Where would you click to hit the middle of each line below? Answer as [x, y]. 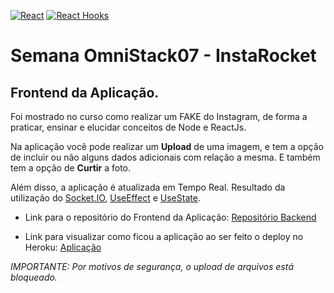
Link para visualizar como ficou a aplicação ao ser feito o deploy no [164, 236]
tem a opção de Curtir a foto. [71, 168]
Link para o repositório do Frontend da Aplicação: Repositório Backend [170, 217]
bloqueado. [34, 277]
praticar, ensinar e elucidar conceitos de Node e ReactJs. [128, 127]
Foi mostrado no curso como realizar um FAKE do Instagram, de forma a [159, 116]
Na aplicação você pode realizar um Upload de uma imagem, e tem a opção [167, 146]
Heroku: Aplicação [63, 247]
